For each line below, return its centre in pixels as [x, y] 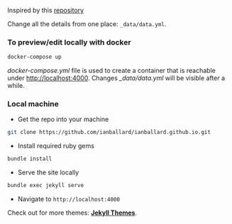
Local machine [33, 104]
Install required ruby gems [56, 146]
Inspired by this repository [45, 10]
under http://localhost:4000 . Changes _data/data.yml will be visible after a [116, 78]
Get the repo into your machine [63, 119]
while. [16, 86]
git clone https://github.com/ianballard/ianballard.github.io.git [109, 133]
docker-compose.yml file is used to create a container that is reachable [112, 71]
